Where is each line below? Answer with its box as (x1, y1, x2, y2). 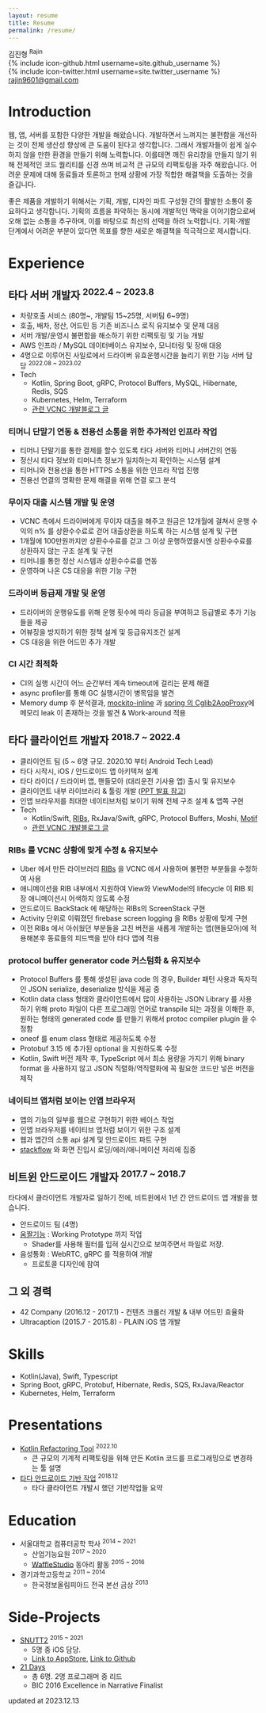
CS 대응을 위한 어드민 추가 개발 (19, 637, 116, 647)
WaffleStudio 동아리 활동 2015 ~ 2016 (31, 1558, 145, 1569)
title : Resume (8, 19, 55, 27)
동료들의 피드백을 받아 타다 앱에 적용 (47, 933, 160, 943)
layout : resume (8, 11, 59, 20)
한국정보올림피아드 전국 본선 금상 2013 (31, 1578, 149, 1589)
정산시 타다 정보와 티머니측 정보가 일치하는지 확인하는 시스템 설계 (19, 455, 221, 464)
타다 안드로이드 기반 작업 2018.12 (19, 1471, 119, 1482)
